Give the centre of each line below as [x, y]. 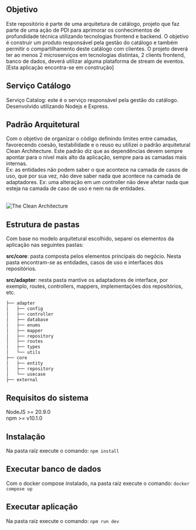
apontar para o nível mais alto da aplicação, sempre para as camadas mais [96, 157]
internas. [17, 164]
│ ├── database [27, 320]
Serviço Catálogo [39, 86]
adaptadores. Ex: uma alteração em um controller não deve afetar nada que [97, 182]
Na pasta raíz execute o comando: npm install [62, 451]
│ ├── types [23, 347]
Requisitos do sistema [48, 398]
